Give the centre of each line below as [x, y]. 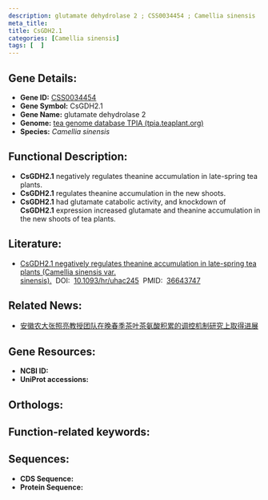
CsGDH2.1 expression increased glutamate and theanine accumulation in [140, 210]
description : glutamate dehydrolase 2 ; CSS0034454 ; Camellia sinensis [132, 16]
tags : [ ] [26, 46]
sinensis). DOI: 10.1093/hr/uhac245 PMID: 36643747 [110, 280]
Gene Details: [43, 78]
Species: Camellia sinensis [65, 131]
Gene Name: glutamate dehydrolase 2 [83, 114]
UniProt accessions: [54, 380]
